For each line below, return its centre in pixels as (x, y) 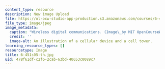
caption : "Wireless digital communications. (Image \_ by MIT (72, 32)
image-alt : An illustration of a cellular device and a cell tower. (81, 41)
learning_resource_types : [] (35, 46)
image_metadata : (22, 28)
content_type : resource (29, 9)
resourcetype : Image (26, 50)
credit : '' (21, 37)
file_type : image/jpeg (28, 23)
